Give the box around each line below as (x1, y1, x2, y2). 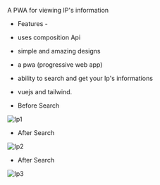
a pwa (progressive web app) (17, 60, 103, 69)
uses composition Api (17, 33, 81, 42)
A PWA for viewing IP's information (7, 6, 109, 14)
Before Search (17, 101, 60, 110)
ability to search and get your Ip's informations (17, 74, 154, 82)
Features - (17, 20, 48, 27)
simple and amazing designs (17, 47, 101, 55)
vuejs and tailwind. (17, 88, 73, 96)
